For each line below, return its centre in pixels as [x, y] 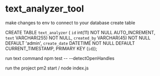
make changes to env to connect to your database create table [70, 23]
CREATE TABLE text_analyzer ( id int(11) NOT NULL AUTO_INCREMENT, [80, 32]
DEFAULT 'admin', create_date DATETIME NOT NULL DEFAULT [70, 43]
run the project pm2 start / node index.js [47, 68]
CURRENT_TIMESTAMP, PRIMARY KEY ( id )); [51, 48]
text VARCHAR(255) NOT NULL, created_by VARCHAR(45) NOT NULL [78, 38]
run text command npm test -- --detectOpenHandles [60, 58]
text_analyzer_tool [45, 9]
